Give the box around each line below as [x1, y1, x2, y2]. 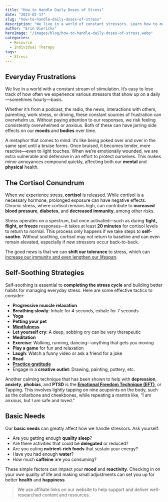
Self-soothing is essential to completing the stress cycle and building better [5, 282, 163, 288]
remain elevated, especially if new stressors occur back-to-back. [5, 239, 139, 245]
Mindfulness [12, 323, 39, 329]
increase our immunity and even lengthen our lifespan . [5, 254, 117, 260]
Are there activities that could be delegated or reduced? [12, 440, 128, 446]
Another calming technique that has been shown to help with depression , [5, 376, 157, 382]
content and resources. [42, 491, 90, 497]
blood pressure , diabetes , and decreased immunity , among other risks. [5, 208, 155, 214]
